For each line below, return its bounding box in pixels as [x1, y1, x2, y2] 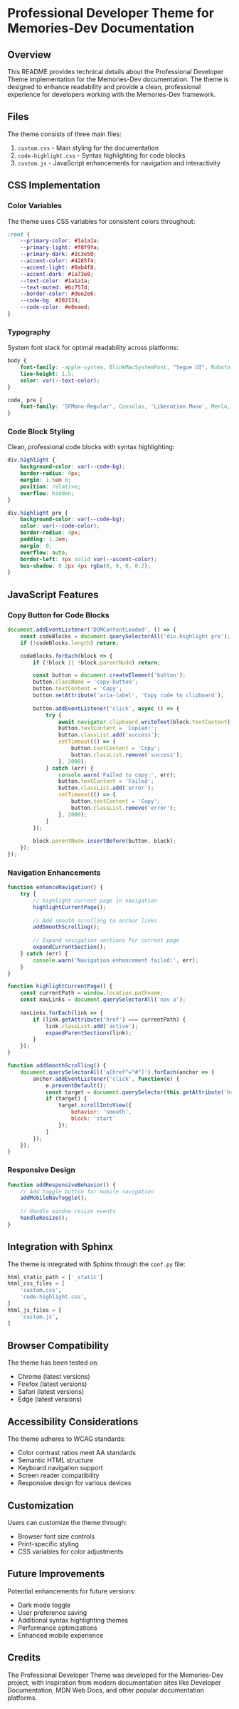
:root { [7, 230, 31, 238]
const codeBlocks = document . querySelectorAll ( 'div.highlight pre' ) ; [20, 632, 231, 640]
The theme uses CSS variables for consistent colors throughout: [7, 217, 196, 225]
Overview [7, 48, 52, 61]
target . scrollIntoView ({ [58, 1102, 132, 1109]
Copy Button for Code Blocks [7, 610, 110, 620]
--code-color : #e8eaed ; [20, 304, 91, 311]
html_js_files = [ [7, 1306, 62, 1313]
